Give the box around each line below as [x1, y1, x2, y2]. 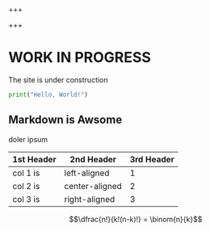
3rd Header [129, 153, 175, 165]
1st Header [12, 153, 57, 165]
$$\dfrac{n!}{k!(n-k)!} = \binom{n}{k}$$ [69, 214, 203, 224]
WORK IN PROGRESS [8, 48, 152, 67]
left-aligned [64, 167, 110, 178]
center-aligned [64, 180, 123, 191]
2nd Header [69, 153, 117, 165]
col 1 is [12, 167, 40, 178]
